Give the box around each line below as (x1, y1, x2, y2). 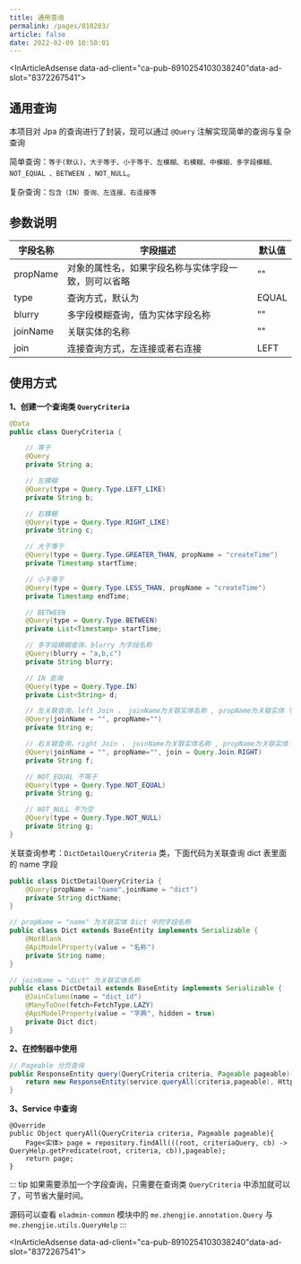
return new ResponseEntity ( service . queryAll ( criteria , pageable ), (25, 1077, 275, 1086)
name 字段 (19, 859, 58, 869)
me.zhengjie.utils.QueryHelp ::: (9, 1219, 127, 1230)
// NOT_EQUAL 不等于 (25, 772, 99, 781)
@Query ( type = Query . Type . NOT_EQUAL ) (25, 780, 167, 789)
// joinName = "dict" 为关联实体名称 (9, 975, 141, 985)
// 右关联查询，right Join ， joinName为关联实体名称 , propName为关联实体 (25, 739, 288, 749)
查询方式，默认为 (66, 292, 140, 304)
